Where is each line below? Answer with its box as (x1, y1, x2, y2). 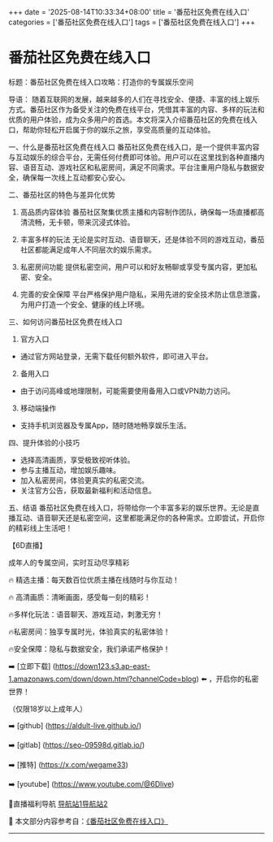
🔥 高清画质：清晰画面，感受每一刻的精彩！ (8, 592, 152, 601)
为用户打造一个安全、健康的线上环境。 (19, 299, 149, 309)
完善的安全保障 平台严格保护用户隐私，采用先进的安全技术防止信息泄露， (19, 289, 265, 299)
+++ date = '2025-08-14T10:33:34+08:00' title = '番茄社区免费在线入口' (8, 7, 250, 16)
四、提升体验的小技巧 (8, 437, 80, 447)
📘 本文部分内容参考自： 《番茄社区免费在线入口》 (8, 816, 169, 826)
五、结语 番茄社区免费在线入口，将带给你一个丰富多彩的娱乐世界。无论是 (8, 502, 253, 512)
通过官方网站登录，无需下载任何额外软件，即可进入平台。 (19, 351, 213, 361)
